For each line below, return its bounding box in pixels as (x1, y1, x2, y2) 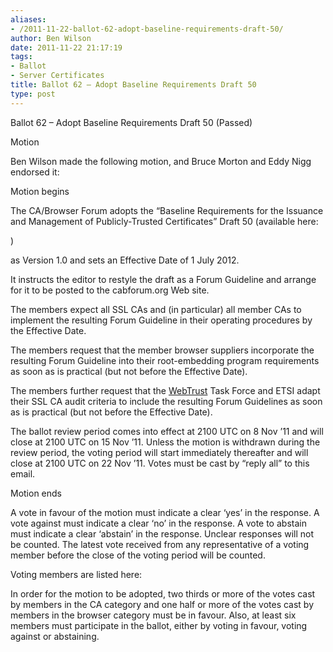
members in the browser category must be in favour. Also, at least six (10, 609, 297, 621)
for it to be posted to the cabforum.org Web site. (10, 284, 210, 296)
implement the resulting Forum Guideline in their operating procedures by (10, 314, 313, 326)
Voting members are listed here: (10, 568, 143, 580)
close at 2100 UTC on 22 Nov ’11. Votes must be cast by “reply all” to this (10, 457, 310, 469)
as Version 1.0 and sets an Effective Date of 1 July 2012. (10, 254, 240, 266)
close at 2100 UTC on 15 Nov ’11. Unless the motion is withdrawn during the (10, 436, 321, 448)
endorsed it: (10, 166, 60, 178)
